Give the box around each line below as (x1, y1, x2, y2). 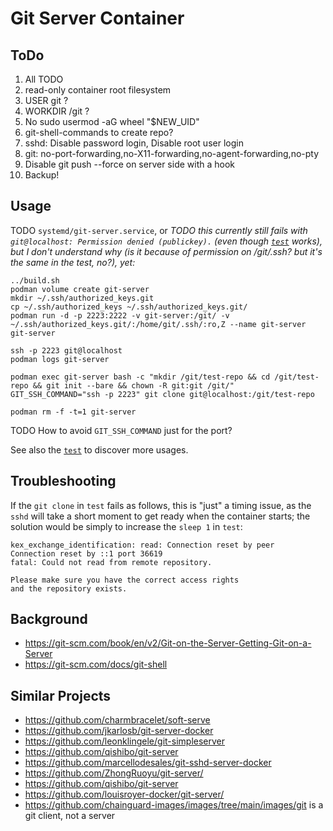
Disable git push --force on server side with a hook (24, 158, 235, 170)
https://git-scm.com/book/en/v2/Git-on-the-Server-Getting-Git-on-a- (24, 637, 312, 649)
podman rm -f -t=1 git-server (10, 407, 137, 417)
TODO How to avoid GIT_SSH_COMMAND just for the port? (10, 424, 233, 436)
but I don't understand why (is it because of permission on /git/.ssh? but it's (10, 245, 323, 257)
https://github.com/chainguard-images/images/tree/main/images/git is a (24, 799, 324, 811)
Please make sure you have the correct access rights (10, 575, 240, 585)
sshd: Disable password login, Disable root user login (24, 137, 244, 149)
